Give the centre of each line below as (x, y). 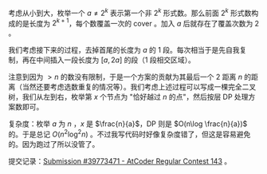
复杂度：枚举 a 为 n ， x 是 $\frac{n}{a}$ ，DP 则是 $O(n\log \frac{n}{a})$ (128, 124)
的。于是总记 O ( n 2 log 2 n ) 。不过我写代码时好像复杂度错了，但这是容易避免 (130, 133)
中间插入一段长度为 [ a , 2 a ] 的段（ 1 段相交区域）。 (115, 60)
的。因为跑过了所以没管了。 (54, 144)
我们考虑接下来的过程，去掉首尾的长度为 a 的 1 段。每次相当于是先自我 (124, 50)
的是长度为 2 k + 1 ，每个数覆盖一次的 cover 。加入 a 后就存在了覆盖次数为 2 (137, 22)
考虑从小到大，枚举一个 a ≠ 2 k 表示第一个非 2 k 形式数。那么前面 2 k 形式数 (130, 12)
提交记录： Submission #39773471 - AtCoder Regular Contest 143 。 (120, 161)
